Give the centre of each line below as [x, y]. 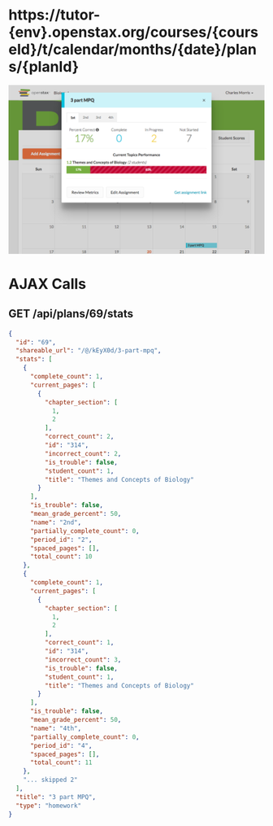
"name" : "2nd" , [56, 522]
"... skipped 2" [51, 780]
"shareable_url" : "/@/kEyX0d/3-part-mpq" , [89, 351]
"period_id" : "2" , [61, 540]
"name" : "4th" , [56, 728]
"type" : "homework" [49, 806]
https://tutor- [54, 15]
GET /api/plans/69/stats [71, 314]
